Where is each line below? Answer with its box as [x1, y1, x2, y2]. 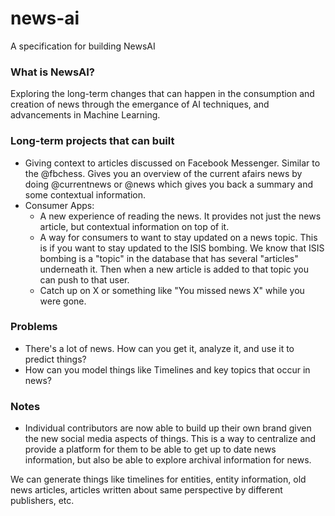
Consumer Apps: [24, 199, 95, 211]
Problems [10, 320, 58, 334]
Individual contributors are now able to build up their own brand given [24, 422, 312, 434]
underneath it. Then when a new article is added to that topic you [39, 263, 309, 275]
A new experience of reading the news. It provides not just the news [39, 210, 322, 222]
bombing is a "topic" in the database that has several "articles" [39, 252, 299, 264]
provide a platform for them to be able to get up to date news [24, 443, 277, 456]
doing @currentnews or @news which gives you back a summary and [24, 178, 313, 190]
